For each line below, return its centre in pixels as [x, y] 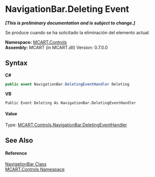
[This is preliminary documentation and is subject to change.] [70, 23]
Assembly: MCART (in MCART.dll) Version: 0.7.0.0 [56, 47]
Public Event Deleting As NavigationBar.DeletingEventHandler [71, 103]
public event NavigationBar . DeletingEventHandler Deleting [67, 84]
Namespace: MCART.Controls [36, 42]
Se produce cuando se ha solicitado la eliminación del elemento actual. [77, 32]
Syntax [16, 63]
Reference [16, 153]
